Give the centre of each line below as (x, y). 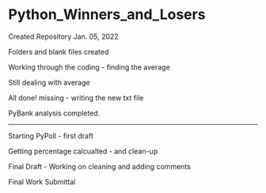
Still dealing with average (49, 82)
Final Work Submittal (42, 182)
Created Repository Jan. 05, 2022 (63, 36)
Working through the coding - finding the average (89, 67)
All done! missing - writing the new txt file (76, 97)
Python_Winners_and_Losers (107, 15)
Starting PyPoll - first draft (51, 135)
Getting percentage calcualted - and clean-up (83, 151)
